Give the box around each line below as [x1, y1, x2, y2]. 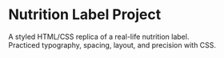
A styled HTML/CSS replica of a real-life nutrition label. [8, 32, 190, 41]
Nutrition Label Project [8, 6, 162, 24]
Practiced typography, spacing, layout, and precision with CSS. [8, 40, 217, 49]
